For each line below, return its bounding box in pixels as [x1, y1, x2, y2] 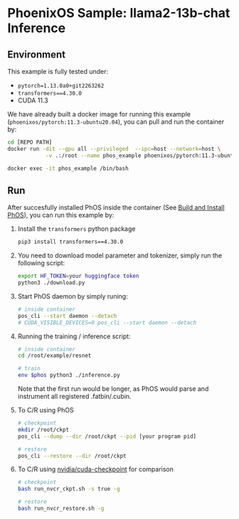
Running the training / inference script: [17, 332, 131, 341]
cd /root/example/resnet [17, 352, 92, 360]
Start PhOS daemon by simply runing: [17, 291, 128, 300]
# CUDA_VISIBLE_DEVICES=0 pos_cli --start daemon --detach [17, 319, 197, 326]
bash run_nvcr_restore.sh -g [17, 505, 105, 513]
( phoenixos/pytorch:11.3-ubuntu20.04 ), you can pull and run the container [7, 117, 225, 126]
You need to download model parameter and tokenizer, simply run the [17, 251, 223, 260]
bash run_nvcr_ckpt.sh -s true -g [17, 486, 120, 493]
